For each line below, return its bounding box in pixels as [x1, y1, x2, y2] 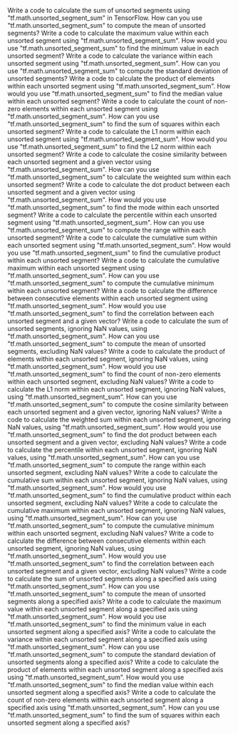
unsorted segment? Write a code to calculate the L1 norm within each [7, 128, 211, 136]
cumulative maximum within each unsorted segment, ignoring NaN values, [7, 506, 226, 514]
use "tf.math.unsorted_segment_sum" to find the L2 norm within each [7, 143, 212, 151]
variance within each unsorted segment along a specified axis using [7, 635, 207, 643]
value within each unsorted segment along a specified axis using [7, 605, 198, 613]
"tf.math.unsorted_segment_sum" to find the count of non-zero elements [7, 370, 221, 378]
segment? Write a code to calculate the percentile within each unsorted [7, 210, 217, 219]
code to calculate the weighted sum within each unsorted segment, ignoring [7, 415, 232, 424]
